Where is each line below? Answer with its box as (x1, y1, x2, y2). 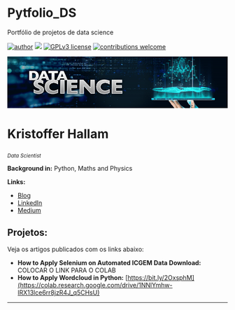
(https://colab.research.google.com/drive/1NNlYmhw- (17, 281, 173, 290)
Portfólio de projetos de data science (7, 28, 114, 36)
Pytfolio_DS (7, 5, 77, 21)
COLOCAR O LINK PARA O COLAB (17, 266, 117, 274)
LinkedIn (17, 199, 43, 207)
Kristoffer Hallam (7, 126, 109, 141)
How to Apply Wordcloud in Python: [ (17, 274, 128, 282)
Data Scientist (7, 152, 41, 159)
